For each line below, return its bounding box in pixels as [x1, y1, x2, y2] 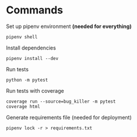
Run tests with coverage [6, 87, 64, 94]
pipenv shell [6, 34, 38, 40]
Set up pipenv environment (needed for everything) [6, 23, 132, 30]
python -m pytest [6, 77, 48, 83]
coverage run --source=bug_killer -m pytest [6, 99, 116, 104]
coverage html [6, 103, 41, 110]
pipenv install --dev [6, 55, 59, 61]
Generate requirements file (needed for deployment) [6, 114, 132, 121]
